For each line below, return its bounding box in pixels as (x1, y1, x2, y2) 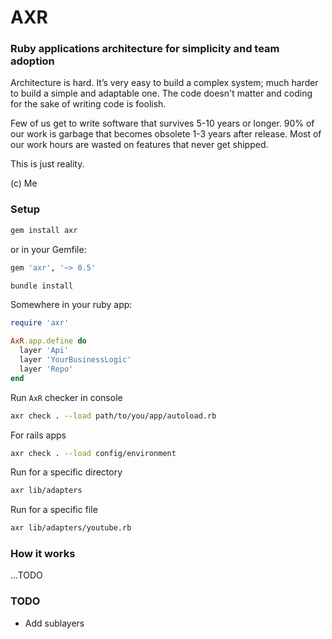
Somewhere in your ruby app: (10, 299, 133, 311)
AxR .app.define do (10, 336, 87, 346)
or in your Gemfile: (10, 243, 87, 255)
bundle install (10, 281, 74, 291)
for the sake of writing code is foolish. (10, 98, 167, 110)
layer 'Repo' (19, 364, 74, 374)
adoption (10, 54, 55, 68)
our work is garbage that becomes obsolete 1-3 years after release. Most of (10, 128, 322, 140)
